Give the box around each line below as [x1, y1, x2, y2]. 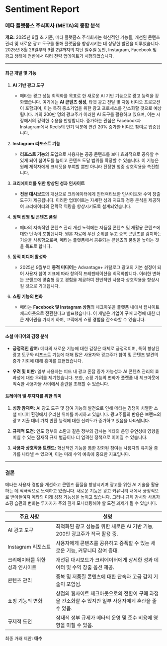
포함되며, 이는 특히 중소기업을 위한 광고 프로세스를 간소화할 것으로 [25, 105, 153, 111]
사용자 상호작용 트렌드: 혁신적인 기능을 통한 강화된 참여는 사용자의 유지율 [12, 445, 153, 451]
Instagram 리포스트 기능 [12, 140, 61, 146]
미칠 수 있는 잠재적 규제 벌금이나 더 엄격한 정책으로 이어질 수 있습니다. [12, 434, 148, 441]
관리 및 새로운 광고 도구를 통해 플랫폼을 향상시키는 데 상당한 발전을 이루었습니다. [5, 41, 161, 47]
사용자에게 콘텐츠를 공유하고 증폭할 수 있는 [56, 540, 150, 547]
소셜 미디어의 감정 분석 [5, 333, 49, 339]
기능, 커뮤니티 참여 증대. [66, 547, 119, 554]
